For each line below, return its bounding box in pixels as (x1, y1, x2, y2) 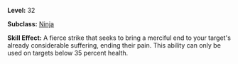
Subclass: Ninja (7, 20, 55, 28)
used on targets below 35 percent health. (7, 49, 129, 57)
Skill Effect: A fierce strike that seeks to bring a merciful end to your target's (7, 33, 231, 42)
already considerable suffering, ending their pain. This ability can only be (7, 41, 222, 49)
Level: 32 (7, 6, 36, 14)
